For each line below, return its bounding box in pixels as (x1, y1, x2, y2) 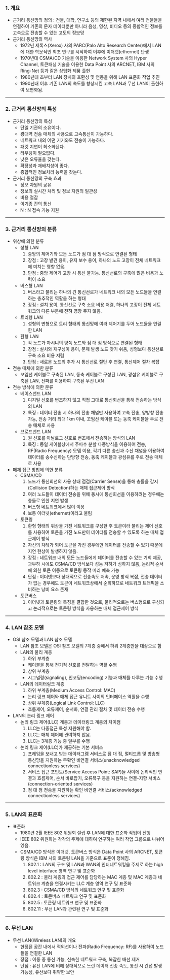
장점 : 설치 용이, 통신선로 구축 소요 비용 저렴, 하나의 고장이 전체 (27, 301, 152, 308)
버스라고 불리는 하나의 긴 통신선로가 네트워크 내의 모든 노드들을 (27, 288, 152, 295)
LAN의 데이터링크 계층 (20, 681, 65, 687)
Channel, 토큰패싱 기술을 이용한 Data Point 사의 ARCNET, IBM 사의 (20, 61, 155, 68)
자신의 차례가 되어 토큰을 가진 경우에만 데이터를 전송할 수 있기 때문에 (27, 542, 163, 548)
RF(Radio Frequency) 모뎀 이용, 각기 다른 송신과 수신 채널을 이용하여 (27, 447, 165, 453)
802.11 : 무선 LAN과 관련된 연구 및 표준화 (27, 906, 109, 912)
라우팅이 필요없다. (20, 150, 56, 156)
